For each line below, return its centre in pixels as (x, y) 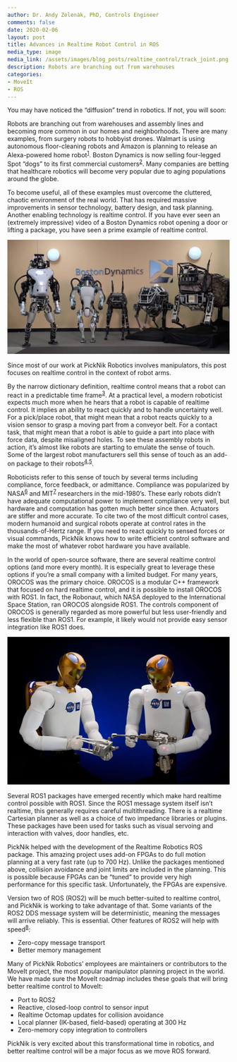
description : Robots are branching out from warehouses (91, 67)
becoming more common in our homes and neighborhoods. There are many (117, 131)
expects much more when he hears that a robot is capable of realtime (109, 403)
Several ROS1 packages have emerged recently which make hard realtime (115, 795)
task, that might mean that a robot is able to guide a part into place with (111, 432)
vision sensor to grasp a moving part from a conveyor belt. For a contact (113, 425)
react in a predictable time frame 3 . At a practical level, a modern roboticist (115, 394)
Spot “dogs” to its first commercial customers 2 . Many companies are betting (118, 163)
